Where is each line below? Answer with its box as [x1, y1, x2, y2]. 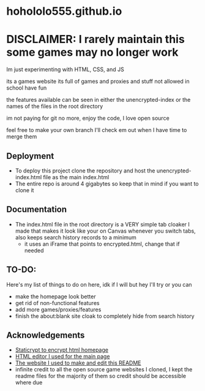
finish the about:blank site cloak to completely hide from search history [15, 312, 195, 320]
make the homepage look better [15, 293, 96, 300]
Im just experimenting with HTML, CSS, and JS [6, 66, 124, 73]
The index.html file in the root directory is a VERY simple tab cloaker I [15, 220, 190, 228]
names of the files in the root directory [6, 103, 103, 110]
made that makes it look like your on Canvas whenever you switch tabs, [15, 227, 196, 234]
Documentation [6, 204, 67, 215]
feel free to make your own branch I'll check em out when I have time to [6, 126, 187, 134]
